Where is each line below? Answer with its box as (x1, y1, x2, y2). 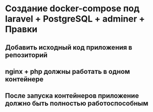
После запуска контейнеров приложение (5, 91, 139, 100)
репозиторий (5, 51, 48, 59)
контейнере (5, 75, 44, 83)
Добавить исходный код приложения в (5, 43, 132, 51)
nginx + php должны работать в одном (5, 67, 130, 76)
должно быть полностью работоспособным (5, 99, 149, 108)
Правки (5, 24, 38, 35)
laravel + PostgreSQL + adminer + (5, 13, 145, 24)
